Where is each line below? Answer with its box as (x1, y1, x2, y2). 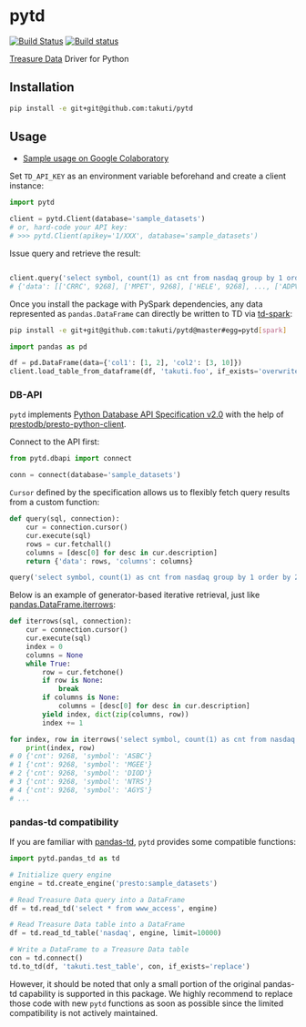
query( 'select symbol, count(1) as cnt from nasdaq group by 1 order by (9, 573, 291, 583)
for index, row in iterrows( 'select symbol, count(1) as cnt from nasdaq (9, 735, 296, 744)
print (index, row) (25, 743, 96, 752)
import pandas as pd (9, 342, 88, 351)
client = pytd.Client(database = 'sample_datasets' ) (9, 215, 206, 224)
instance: (9, 180, 45, 191)
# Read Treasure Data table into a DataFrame (9, 920, 185, 930)
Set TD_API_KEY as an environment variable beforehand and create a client (9, 170, 287, 182)
